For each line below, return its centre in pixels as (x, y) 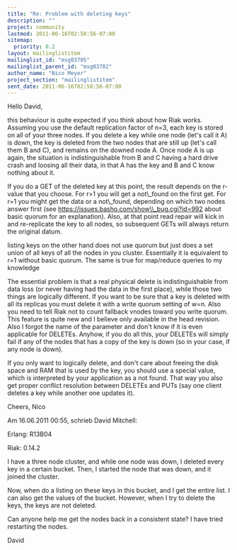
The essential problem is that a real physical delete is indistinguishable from (118, 282)
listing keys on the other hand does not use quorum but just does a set (110, 246)
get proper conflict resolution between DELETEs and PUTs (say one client (115, 386)
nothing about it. (31, 173)
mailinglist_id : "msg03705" (49, 60)
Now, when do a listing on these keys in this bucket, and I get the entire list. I (119, 491)
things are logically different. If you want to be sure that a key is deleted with (118, 297)
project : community (36, 27)
